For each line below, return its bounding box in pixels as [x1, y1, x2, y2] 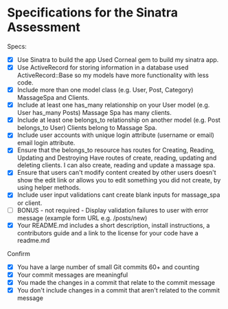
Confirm [7, 249, 31, 257]
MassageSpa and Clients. [16, 94, 90, 102]
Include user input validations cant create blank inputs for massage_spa [16, 191, 220, 199]
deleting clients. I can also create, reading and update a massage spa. [16, 161, 216, 169]
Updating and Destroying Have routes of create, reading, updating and [16, 153, 217, 162]
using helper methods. [16, 184, 81, 192]
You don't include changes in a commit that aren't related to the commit [16, 286, 220, 294]
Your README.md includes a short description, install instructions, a [16, 221, 210, 229]
